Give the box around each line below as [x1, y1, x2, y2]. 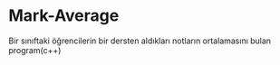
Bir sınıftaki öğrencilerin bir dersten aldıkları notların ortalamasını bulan [8, 35, 272, 46]
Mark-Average [8, 5, 120, 26]
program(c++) [8, 44, 62, 55]
